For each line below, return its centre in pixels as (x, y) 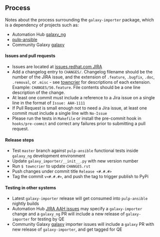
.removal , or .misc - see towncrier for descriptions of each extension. (81, 82)
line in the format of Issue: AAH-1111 (48, 103)
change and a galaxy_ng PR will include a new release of (68, 214)
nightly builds (25, 203)
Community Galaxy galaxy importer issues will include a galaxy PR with (83, 224)
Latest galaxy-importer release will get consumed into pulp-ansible (80, 199)
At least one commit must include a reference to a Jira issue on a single (83, 98)
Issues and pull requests (30, 56)
